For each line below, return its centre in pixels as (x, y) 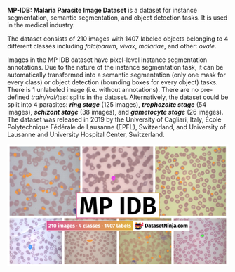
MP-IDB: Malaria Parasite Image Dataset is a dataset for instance (102, 10)
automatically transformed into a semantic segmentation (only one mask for (116, 75)
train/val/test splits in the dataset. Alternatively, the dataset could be (130, 97)
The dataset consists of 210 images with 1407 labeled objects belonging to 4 (118, 39)
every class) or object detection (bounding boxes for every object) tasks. (113, 82)
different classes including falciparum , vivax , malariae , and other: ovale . (112, 46)
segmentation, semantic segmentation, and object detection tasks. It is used (117, 18)
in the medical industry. (41, 25)
